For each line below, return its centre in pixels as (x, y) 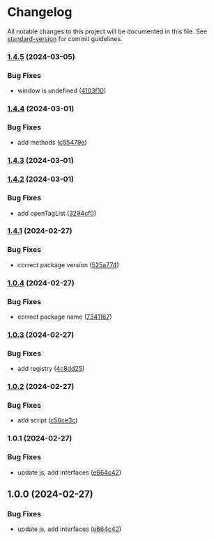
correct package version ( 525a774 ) (68, 264)
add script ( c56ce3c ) (47, 420)
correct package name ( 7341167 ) (65, 317)
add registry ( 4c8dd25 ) (51, 369)
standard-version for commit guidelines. (65, 38)
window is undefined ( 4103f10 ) (62, 90)
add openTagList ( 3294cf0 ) (57, 213)
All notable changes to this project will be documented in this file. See (107, 31)
